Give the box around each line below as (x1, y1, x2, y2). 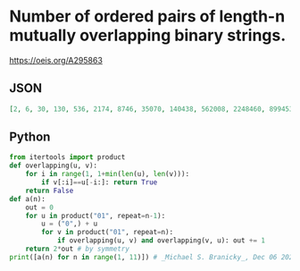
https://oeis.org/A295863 (9, 55, 103, 65)
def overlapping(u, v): (9, 161, 98, 171)
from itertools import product (9, 153, 126, 162)
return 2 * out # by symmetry (25, 244, 129, 254)
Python (9, 130, 51, 145)
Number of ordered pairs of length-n (9, 6, 286, 27)
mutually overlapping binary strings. (9, 25, 287, 46)
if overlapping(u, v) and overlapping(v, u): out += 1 (56, 236, 266, 245)
